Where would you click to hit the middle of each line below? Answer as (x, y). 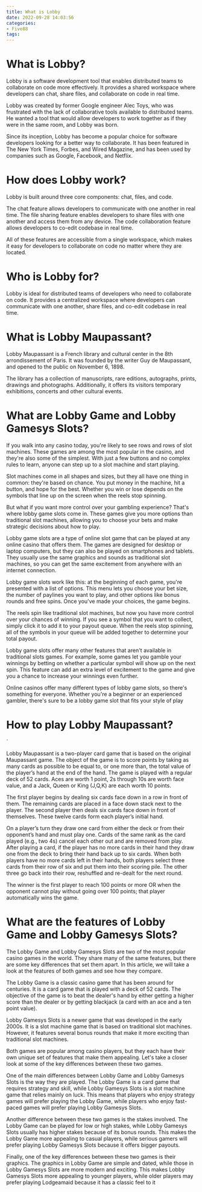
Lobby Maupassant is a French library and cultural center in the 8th (90, 353)
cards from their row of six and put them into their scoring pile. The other (97, 866)
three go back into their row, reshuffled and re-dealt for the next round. (94, 873)
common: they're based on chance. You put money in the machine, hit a (96, 482)
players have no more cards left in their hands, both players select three (96, 860)
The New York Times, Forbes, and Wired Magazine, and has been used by (99, 149)
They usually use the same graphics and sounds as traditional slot (88, 557)
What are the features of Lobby (86, 922)
